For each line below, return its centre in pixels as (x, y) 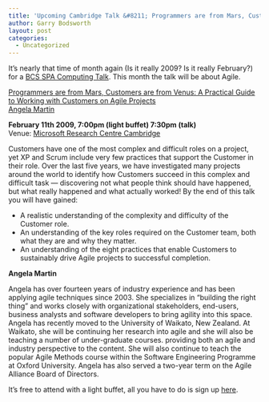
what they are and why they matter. (78, 241)
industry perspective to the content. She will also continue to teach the (125, 348)
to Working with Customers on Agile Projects (82, 101)
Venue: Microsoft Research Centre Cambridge (84, 134)
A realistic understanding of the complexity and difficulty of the (124, 215)
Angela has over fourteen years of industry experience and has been (122, 289)
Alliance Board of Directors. (54, 374)
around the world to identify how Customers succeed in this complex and (129, 175)
